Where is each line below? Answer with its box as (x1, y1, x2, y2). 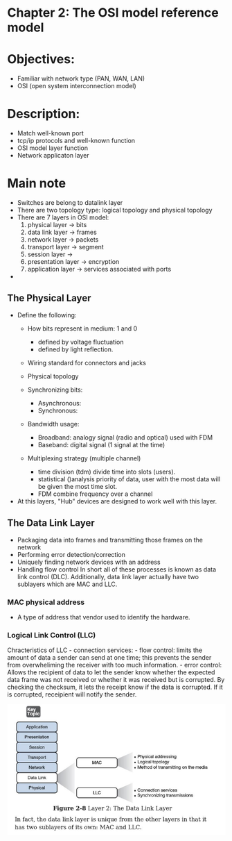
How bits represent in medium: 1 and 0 (27, 324, 138, 333)
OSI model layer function (17, 144, 89, 152)
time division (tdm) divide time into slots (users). (37, 467, 176, 476)
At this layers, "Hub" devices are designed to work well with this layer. (17, 497, 217, 505)
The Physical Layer (7, 292, 91, 304)
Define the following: (17, 310, 77, 319)
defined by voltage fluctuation (37, 338, 124, 346)
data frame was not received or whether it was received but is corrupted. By (7, 676, 225, 684)
